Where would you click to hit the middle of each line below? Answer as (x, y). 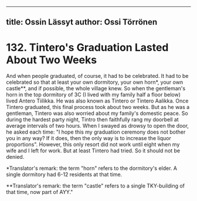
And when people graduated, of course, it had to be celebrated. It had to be (97, 76)
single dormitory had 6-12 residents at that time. (64, 175)
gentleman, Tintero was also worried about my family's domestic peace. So (97, 113)
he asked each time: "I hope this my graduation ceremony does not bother (96, 132)
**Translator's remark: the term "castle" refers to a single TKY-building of (95, 186)
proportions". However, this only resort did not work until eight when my (93, 145)
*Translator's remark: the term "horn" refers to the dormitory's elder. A (92, 168)
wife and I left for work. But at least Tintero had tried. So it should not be (93, 151)
